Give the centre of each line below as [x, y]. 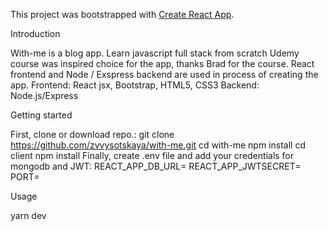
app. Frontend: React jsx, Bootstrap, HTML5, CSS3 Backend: [135, 85]
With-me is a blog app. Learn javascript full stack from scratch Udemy [155, 53]
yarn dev [28, 215]
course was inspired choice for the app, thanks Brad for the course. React [162, 63]
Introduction [35, 33]
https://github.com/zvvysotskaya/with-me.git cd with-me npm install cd [158, 145]
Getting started [41, 115]
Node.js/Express [44, 95]
